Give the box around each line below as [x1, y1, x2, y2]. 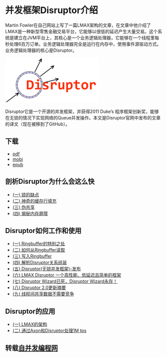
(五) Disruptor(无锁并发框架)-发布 [12, 266, 81, 272]
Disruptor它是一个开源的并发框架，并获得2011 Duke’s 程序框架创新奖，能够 [5, 108, 159, 114]
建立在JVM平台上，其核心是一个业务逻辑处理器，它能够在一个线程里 [13, 35, 155, 41]
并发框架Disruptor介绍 [5, 5, 98, 16]
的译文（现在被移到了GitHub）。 [5, 121, 70, 127]
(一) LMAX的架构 [12, 321, 47, 327]
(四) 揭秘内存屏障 [12, 210, 48, 216]
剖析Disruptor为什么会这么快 [5, 177, 95, 186]
